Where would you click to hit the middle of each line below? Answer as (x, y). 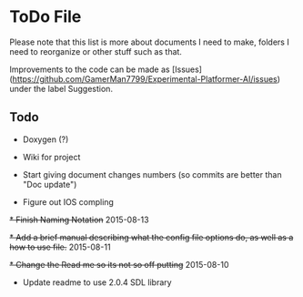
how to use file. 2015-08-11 (60, 247)
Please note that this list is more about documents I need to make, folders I (149, 42)
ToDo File (45, 17)
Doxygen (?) (45, 139)
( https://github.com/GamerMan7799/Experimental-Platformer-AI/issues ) (145, 78)
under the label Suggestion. (61, 88)
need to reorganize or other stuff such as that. (96, 51)
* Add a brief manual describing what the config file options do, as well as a (151, 237)
